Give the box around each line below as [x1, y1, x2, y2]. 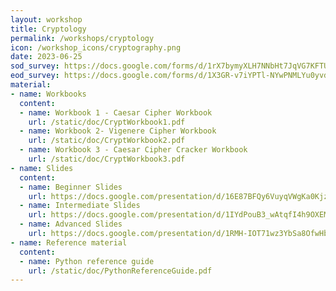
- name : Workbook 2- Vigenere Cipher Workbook [19, 126, 217, 136]
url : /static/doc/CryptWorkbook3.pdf [28, 154, 186, 164]
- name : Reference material [10, 237, 128, 248]
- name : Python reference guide [19, 256, 155, 266]
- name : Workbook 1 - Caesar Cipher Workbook [19, 107, 213, 118]
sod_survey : [10, 61, 60, 71]
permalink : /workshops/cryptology [10, 33, 155, 43]
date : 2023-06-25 [10, 52, 83, 62]
